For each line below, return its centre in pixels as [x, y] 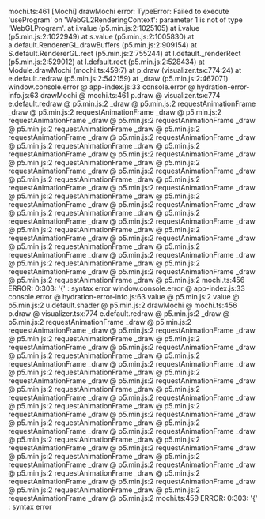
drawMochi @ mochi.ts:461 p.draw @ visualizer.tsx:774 [130, 95]
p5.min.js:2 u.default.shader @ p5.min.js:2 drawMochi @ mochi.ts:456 [123, 305]
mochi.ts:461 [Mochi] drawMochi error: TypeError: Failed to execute [119, 11]
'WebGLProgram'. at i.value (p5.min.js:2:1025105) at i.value [104, 28]
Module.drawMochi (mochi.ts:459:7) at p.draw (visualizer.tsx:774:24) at [125, 70]
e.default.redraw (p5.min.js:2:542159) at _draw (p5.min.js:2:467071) [118, 79]
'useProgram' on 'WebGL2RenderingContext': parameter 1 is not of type [125, 20]
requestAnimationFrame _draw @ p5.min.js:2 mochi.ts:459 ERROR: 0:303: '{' [133, 498]
